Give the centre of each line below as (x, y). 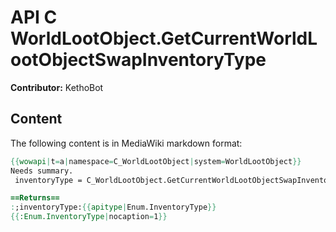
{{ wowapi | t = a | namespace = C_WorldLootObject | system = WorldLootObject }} (156, 161)
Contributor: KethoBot (57, 87)
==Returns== (35, 198)
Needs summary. (42, 171)
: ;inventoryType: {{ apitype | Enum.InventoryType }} (113, 207)
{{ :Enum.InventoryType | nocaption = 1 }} (89, 217)
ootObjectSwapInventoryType (138, 60)
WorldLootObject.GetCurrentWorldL (164, 38)
